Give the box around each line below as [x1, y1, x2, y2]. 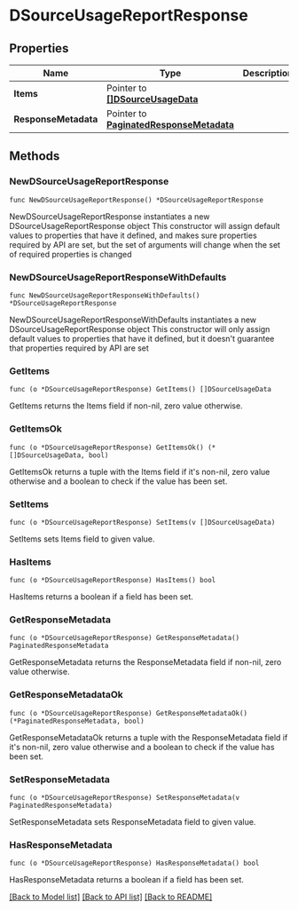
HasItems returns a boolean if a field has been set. [9, 591, 193, 602]
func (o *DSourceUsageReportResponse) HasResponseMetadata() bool [9, 859, 260, 868]
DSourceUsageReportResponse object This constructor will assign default [9, 220, 281, 231]
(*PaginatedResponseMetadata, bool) [9, 716, 145, 725]
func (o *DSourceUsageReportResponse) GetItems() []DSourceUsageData [9, 385, 272, 394]
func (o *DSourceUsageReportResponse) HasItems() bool [9, 576, 216, 585]
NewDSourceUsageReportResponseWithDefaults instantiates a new [9, 314, 257, 325]
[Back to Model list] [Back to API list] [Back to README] [9, 891, 213, 902]
